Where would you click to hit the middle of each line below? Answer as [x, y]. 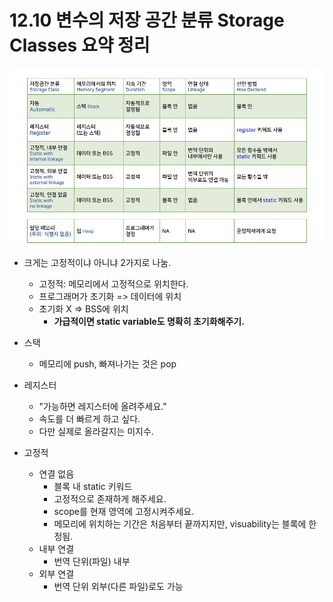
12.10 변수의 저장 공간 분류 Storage [147, 20]
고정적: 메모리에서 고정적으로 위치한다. [113, 284]
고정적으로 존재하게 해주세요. [110, 499]
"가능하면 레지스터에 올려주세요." [102, 407]
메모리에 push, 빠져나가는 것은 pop [107, 364]
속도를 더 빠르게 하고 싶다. [89, 419]
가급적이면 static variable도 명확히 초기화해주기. [149, 322]
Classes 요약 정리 [80, 45]
